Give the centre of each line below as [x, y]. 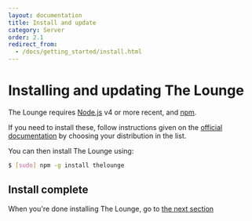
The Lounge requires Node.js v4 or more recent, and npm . [102, 112]
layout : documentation [45, 15]
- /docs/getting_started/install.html [79, 52]
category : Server [37, 30]
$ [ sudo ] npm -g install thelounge [66, 165]
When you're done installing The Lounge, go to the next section [111, 208]
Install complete [48, 190]
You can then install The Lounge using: [71, 150]
